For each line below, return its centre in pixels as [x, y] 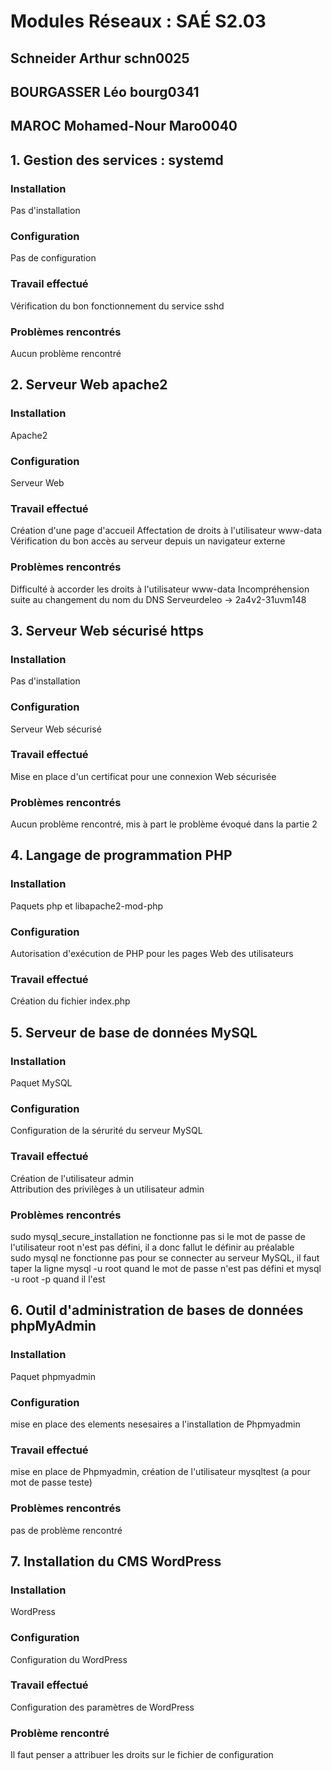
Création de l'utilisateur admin [72, 1178]
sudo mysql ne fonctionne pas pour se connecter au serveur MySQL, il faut [165, 1257]
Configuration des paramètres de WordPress [102, 1707]
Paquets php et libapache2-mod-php [87, 906]
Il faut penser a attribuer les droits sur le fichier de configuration [142, 1755]
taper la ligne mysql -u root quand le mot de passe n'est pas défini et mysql [166, 1268]
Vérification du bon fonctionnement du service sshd [117, 306]
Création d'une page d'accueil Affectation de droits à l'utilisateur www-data [166, 531]
